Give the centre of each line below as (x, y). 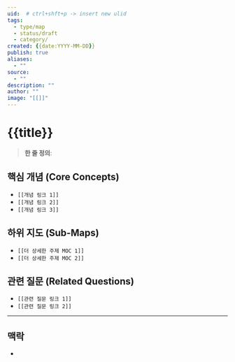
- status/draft (36, 33)
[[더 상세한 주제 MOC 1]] (51, 251)
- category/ (31, 40)
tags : (15, 20)
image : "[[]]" (28, 99)
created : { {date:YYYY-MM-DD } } (51, 46)
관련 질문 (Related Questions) (71, 281)
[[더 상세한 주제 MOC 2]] (51, 258)
